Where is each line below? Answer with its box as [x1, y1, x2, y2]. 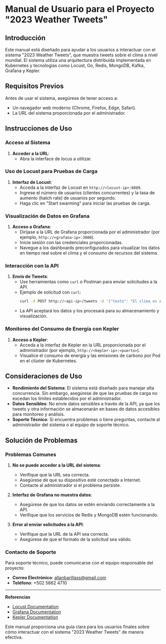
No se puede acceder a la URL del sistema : [12, 462, 101, 468]
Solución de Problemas [5, 436, 78, 444]
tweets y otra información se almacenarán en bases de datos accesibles [12, 406, 160, 412]
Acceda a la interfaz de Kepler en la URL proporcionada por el [19, 342, 146, 348]
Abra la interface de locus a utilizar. [19, 156, 92, 162]
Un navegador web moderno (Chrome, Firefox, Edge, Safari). [12, 105, 137, 111]
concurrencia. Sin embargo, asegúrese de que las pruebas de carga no [12, 390, 158, 396]
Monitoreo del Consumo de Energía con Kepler [5, 325, 120, 332]
